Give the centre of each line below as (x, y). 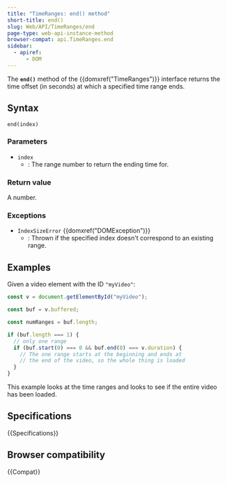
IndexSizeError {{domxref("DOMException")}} (84, 231)
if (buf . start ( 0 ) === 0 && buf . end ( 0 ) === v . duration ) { (98, 348)
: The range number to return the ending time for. (98, 164)
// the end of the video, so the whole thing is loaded (103, 361)
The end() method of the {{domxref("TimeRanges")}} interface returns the (114, 79)
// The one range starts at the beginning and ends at (101, 354)
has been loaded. (32, 394)
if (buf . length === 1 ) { (43, 335)
